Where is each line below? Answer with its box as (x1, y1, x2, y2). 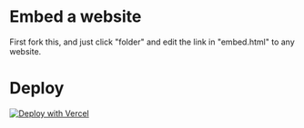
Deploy (9, 78, 65, 99)
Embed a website (9, 6, 142, 27)
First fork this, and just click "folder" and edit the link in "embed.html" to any (9, 36, 296, 47)
